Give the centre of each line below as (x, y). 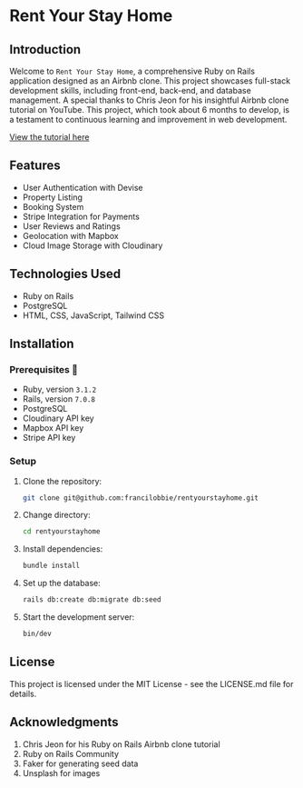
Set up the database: (62, 584)
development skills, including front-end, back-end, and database (130, 90)
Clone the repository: (62, 481)
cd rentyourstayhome (61, 532)
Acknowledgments (64, 722)
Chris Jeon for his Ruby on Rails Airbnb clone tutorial (121, 744)
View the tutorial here (49, 137)
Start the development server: (78, 617)
